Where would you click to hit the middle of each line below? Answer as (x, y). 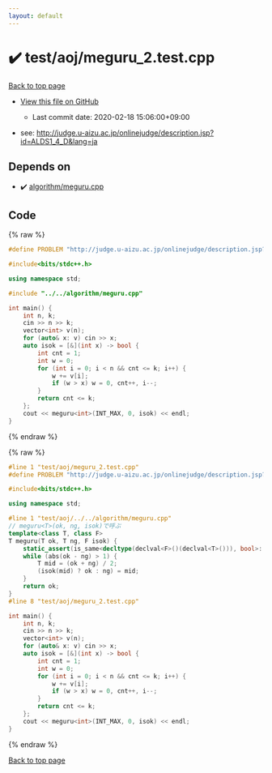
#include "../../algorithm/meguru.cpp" (76, 293)
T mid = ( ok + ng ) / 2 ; (77, 564)
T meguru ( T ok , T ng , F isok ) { (63, 541)
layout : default (36, 16)
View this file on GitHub (59, 101)
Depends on (40, 167)
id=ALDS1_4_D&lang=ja (59, 141)
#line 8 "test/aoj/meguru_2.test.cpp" (74, 601)
